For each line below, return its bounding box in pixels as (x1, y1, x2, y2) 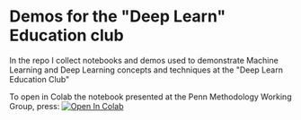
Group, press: (9, 100, 60, 111)
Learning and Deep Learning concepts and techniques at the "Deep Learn (9, 64, 283, 75)
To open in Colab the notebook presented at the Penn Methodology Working (9, 91, 292, 102)
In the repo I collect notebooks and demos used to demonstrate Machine (9, 55, 279, 65)
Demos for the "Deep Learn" (9, 6, 226, 27)
